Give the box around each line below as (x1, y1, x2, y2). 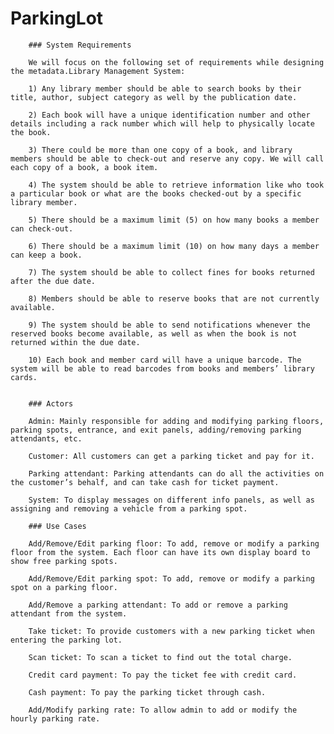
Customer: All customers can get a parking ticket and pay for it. (28, 451, 315, 461)
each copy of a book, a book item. (10, 162, 159, 172)
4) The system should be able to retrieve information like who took (28, 180, 325, 190)
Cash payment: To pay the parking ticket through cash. (28, 687, 267, 697)
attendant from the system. (10, 608, 128, 619)
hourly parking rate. (10, 713, 101, 724)
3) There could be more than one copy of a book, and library (28, 145, 293, 155)
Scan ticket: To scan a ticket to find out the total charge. (28, 652, 293, 662)
